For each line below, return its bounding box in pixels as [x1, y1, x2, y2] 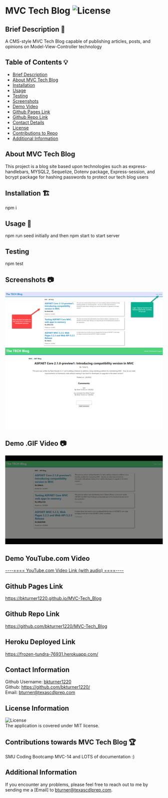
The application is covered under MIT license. [5, 723, 99, 729]
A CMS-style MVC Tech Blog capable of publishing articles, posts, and [5, 38, 151, 44]
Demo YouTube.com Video [5, 554, 90, 563]
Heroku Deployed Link [5, 637, 76, 647]
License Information [5, 704, 69, 712]
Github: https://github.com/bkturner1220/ [5, 684, 90, 690]
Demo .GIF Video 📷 [5, 439, 67, 448]
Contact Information [5, 665, 70, 674]
